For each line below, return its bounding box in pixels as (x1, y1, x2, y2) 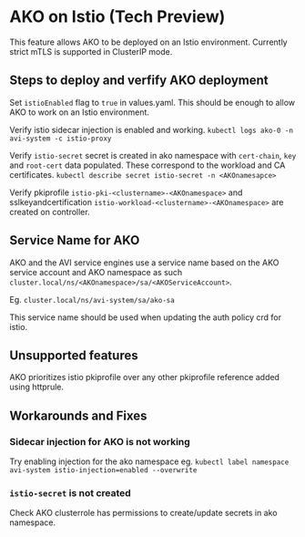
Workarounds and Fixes (9, 408, 147, 423)
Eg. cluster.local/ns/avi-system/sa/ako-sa (9, 294, 175, 305)
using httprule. (9, 381, 64, 393)
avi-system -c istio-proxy (9, 134, 112, 143)
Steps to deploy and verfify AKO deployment (9, 73, 269, 88)
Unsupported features (9, 347, 138, 363)
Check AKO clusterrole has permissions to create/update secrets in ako (9, 508, 278, 519)
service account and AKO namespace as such (9, 266, 183, 277)
